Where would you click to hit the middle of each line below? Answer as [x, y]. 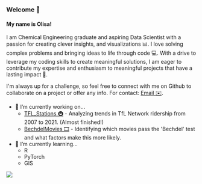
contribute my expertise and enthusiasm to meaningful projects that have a [99, 68]
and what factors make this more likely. [73, 138]
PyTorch [34, 157]
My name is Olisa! [29, 24]
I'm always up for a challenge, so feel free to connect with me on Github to [99, 86]
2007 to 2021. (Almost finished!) [64, 122]
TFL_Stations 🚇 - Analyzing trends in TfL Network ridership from [105, 114]
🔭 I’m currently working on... [50, 107]
